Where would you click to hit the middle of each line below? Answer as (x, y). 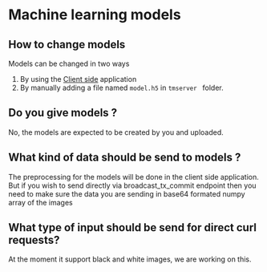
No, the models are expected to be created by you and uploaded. (116, 132)
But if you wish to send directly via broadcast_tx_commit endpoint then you (132, 185)
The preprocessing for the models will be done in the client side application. (133, 177)
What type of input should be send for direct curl (132, 227)
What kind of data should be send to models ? (125, 158)
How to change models (67, 45)
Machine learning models (95, 15)
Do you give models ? (63, 113)
